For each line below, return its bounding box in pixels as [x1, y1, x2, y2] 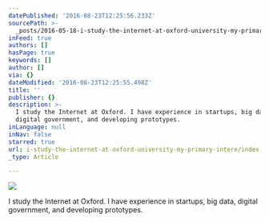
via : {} [8, 71, 34, 79]
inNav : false [8, 130, 52, 138]
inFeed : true [8, 34, 52, 42]
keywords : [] [8, 57, 52, 65]
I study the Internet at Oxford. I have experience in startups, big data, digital [8, 196, 259, 206]
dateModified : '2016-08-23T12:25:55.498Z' [8, 78, 152, 86]
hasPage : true [8, 49, 56, 57]
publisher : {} [8, 93, 56, 101]
